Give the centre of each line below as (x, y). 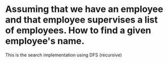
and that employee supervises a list (81, 20)
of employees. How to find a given (78, 30)
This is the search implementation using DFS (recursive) (64, 55)
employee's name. (45, 41)
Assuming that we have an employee (84, 9)
